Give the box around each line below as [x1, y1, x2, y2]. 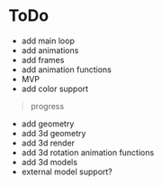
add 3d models [21, 156, 78, 167]
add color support [21, 83, 89, 94]
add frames [21, 54, 65, 65]
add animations [21, 44, 79, 55]
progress [30, 100, 65, 111]
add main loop [21, 35, 76, 46]
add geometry [21, 118, 75, 129]
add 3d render [21, 137, 76, 148]
